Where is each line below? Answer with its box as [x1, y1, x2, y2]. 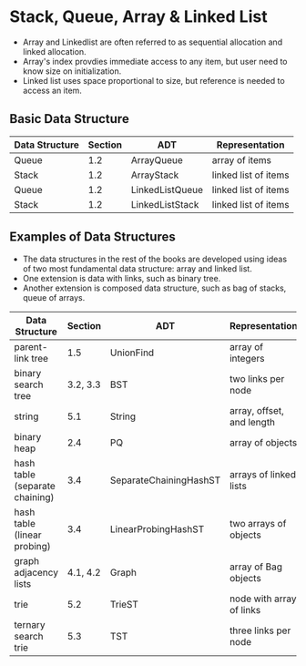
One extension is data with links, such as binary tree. [22, 272, 221, 283]
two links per [229, 372, 285, 384]
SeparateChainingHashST [109, 474, 221, 487]
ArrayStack [130, 169, 179, 181]
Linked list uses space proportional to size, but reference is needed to [22, 75, 285, 86]
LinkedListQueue [130, 183, 203, 196]
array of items [211, 153, 271, 166]
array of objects [229, 435, 298, 448]
